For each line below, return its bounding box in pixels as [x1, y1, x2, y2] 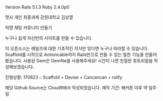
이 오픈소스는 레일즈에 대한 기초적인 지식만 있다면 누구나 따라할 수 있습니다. [5, 46, 149, 51]
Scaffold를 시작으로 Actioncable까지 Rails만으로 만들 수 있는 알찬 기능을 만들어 [5, 51, 157, 57]
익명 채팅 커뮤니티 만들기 [5, 25, 52, 30]
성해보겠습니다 [5, 64, 33, 70]
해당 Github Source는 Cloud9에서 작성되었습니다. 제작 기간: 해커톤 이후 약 [5, 85, 148, 90]
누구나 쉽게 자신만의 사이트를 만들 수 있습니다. [5, 35, 93, 41]
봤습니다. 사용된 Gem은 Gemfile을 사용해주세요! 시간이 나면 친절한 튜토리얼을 [5, 58, 153, 63]
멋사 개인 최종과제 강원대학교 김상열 [5, 14, 73, 20]
